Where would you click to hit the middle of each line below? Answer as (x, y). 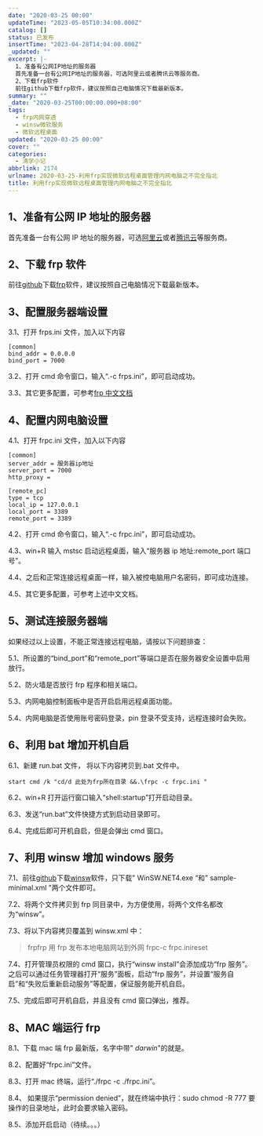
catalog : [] (27, 30)
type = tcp (26, 498)
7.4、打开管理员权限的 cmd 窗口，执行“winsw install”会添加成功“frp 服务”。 (130, 964)
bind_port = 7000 (37, 361)
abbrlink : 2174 (33, 169)
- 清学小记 (31, 162)
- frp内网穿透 (36, 118)
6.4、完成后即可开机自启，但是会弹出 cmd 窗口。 (88, 830)
